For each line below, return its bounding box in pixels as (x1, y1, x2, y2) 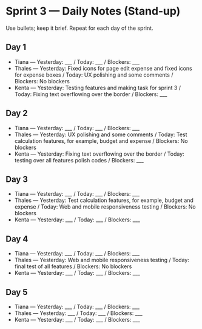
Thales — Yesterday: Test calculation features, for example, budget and (14, 196, 194, 204)
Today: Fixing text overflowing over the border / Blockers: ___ (14, 90, 167, 98)
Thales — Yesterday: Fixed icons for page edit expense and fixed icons (14, 64, 192, 72)
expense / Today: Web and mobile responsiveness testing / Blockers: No (14, 203, 196, 210)
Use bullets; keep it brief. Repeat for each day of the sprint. (5, 24, 153, 32)
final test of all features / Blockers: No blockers (14, 263, 132, 270)
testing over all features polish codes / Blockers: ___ (14, 156, 144, 164)
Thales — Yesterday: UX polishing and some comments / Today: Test (14, 131, 187, 138)
